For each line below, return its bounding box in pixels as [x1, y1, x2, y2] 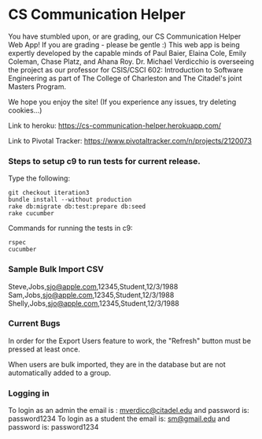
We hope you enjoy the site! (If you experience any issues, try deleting [8, 97, 237, 106]
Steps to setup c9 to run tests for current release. [8, 155, 201, 166]
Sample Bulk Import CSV [8, 264, 105, 275]
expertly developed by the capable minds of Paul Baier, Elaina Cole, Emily [8, 48, 246, 58]
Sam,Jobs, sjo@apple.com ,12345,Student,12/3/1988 [8, 290, 175, 299]
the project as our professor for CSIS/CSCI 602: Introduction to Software [8, 65, 244, 74]
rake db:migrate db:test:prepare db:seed [8, 203, 146, 210]
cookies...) [8, 105, 42, 115]
